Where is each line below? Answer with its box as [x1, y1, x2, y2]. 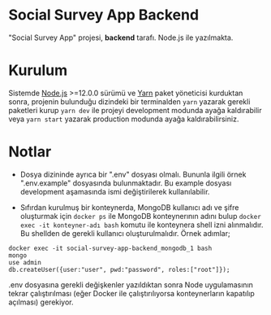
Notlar [8, 142, 52, 161]
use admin [8, 258, 42, 266]
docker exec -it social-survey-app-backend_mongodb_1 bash [8, 244, 213, 252]
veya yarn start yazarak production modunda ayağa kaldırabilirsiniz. [8, 114, 239, 124]
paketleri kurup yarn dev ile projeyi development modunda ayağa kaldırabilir [8, 105, 262, 115]
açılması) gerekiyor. [8, 297, 75, 307]
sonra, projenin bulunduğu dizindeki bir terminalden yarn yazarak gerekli [8, 96, 251, 107]
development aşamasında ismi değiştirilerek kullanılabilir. [19, 186, 210, 196]
